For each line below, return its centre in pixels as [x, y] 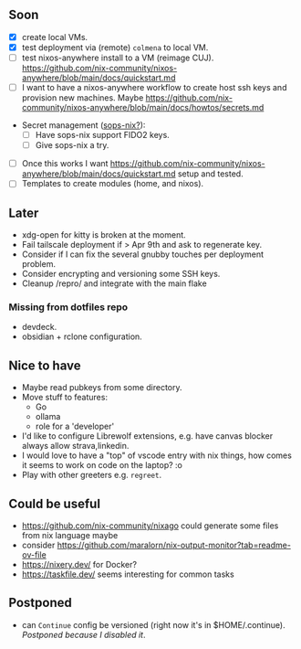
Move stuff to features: [65, 398]
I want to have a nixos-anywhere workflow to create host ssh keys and [154, 87]
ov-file [34, 555]
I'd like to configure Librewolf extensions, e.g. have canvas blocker [147, 436]
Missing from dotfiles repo [68, 307]
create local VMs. [55, 37]
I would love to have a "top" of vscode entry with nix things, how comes [157, 455]
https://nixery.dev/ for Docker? [79, 565]
